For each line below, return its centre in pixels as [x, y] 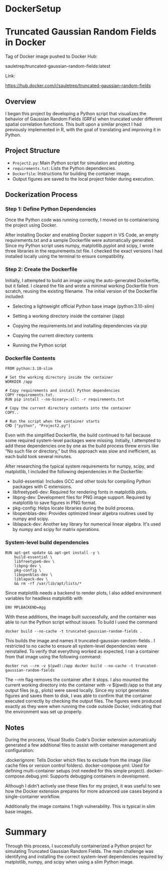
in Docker [26, 42]
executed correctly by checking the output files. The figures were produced [83, 701]
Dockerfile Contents [30, 358]
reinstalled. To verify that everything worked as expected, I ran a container [82, 651]
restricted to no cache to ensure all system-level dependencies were [76, 646]
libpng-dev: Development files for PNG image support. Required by [82, 497]
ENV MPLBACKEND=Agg [26, 607]
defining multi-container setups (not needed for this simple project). [75, 771]
